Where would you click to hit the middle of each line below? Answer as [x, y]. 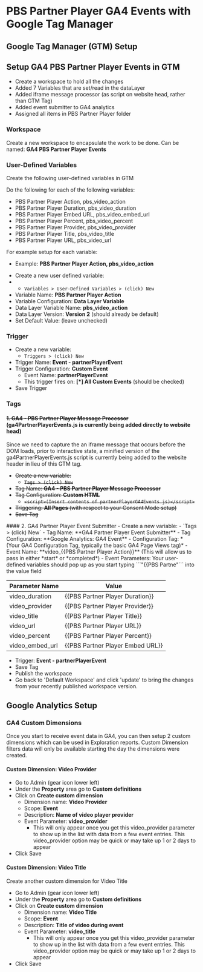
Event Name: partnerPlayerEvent [66, 375]
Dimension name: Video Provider [66, 802]
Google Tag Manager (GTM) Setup [72, 46]
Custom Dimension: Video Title [46, 867]
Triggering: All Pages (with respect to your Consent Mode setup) [96, 508]
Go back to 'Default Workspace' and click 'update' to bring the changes [104, 680]
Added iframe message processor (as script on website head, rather [100, 95]
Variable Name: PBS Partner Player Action [68, 295]
